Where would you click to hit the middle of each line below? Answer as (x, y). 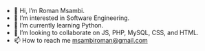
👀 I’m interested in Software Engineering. (72, 18)
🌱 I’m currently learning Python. (58, 25)
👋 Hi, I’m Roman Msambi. (49, 11)
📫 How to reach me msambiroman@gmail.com (80, 40)
